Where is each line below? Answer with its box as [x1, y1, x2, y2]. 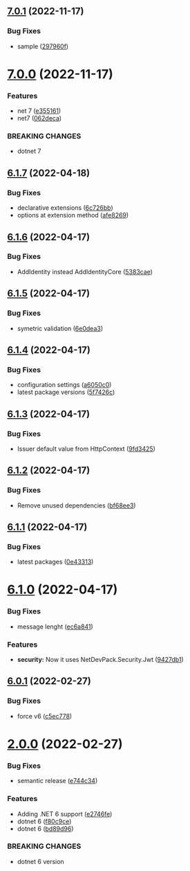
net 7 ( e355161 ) [17, 107, 61, 115]
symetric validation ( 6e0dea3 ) [17, 324, 104, 332]
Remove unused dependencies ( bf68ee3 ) [17, 501, 136, 510]
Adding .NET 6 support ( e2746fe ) [17, 809, 113, 818]
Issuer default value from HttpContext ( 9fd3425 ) [17, 445, 155, 453]
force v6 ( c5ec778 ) [17, 712, 73, 720]
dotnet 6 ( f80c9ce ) [17, 817, 72, 825]
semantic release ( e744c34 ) [17, 777, 98, 785]
